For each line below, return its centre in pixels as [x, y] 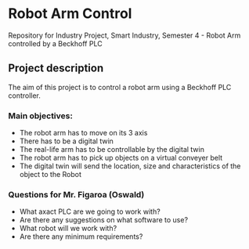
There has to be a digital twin [66, 141]
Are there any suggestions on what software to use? [104, 220]
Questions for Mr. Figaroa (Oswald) [76, 194]
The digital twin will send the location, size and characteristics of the [130, 166]
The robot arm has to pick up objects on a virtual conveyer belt [121, 158]
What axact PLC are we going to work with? [90, 211]
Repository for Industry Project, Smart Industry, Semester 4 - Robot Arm [125, 35]
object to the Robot [51, 175]
